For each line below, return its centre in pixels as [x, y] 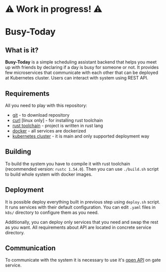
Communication [30, 248]
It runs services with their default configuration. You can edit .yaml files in [81, 207]
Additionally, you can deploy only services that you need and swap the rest [82, 222]
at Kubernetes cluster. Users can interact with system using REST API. [77, 78]
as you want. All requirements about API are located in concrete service [78, 227]
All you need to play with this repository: [46, 105]
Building [18, 152]
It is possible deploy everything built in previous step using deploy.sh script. [83, 202]
